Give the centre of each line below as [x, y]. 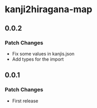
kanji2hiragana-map [48, 9]
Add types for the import [38, 59]
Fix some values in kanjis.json [43, 53]
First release [25, 101]
